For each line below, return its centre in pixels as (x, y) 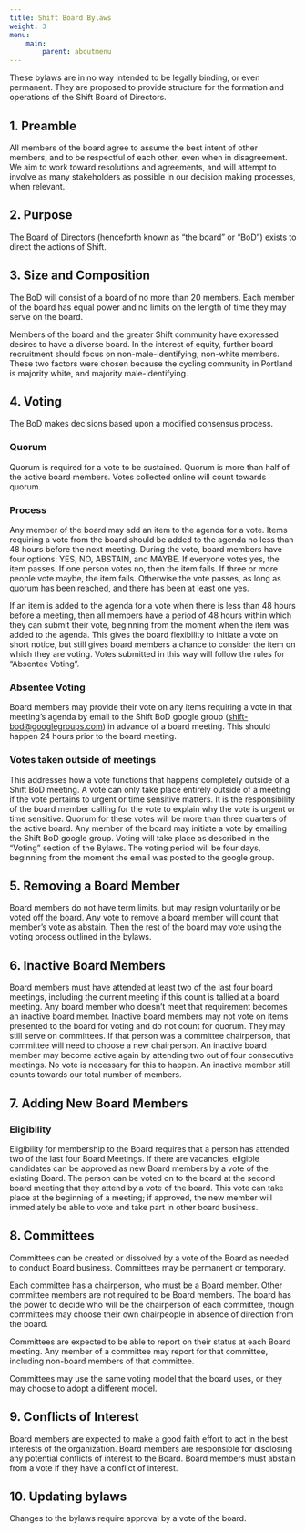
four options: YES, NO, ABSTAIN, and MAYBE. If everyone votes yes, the (145, 559)
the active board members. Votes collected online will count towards (138, 477)
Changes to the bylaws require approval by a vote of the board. (128, 1518)
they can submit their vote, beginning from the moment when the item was (149, 624)
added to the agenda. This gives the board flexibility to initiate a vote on (144, 634)
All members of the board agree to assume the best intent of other (134, 148)
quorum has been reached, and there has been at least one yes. (129, 588)
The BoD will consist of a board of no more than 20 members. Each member (152, 297)
